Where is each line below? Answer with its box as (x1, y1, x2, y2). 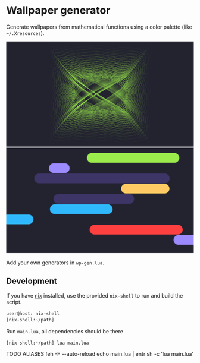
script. (6, 298, 22, 305)
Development (6, 276, 58, 286)
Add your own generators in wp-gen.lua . (6, 259, 105, 266)
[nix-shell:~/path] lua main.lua (6, 340, 89, 346)
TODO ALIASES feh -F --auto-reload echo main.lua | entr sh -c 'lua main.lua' (6, 350, 194, 357)
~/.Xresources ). (6, 29, 45, 36)
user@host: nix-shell (6, 310, 60, 317)
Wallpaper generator (6, 4, 111, 17)
